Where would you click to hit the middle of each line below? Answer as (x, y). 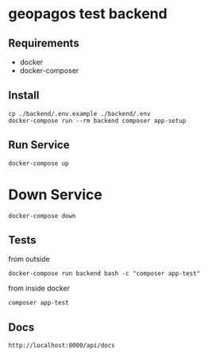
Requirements (44, 43)
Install (24, 96)
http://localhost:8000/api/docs (62, 346)
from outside (29, 259)
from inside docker (39, 288)
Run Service (39, 145)
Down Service (56, 194)
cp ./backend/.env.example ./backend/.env (79, 113)
